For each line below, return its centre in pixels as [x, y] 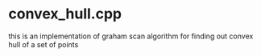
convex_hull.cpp [65, 14]
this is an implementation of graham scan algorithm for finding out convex [131, 36]
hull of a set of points [43, 44]
